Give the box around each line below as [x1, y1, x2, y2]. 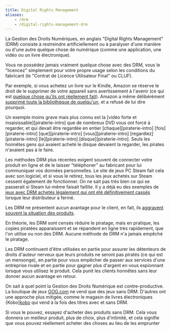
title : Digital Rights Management [5, 7, 79, 13]
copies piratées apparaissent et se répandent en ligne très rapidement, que [5, 225, 164, 231]
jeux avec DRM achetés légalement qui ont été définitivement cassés [5, 190, 151, 196]
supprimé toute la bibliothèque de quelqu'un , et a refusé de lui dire [5, 99, 145, 105]
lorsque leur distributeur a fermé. [5, 195, 75, 201]
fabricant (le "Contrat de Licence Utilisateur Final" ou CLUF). [5, 73, 133, 79]
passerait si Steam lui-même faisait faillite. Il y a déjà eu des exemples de [5, 184, 159, 190]
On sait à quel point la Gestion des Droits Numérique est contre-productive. [5, 283, 164, 289]
